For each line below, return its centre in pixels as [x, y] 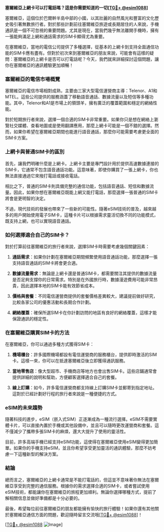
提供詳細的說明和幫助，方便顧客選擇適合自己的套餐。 [66, 377]
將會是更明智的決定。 [26, 198]
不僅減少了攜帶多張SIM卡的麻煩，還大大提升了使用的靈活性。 [67, 432]
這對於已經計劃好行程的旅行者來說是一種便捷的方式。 [66, 394]
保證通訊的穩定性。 [31, 318]
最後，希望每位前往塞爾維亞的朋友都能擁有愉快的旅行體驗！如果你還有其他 [80, 508]
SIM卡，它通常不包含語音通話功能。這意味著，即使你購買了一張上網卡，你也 [82, 169]
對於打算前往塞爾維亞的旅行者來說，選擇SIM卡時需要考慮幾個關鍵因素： [77, 246]
